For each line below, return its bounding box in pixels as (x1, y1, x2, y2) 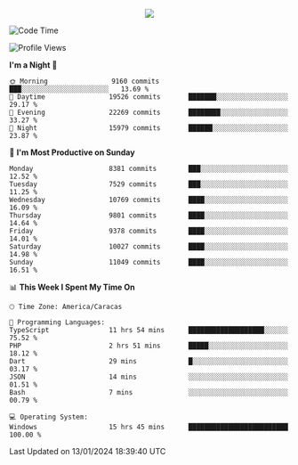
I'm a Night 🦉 (9, 60, 58, 70)
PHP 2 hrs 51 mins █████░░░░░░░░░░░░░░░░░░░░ (9, 341, 289, 350)
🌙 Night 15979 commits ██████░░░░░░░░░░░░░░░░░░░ (9, 124, 289, 133)
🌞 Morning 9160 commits (9, 77, 160, 86)
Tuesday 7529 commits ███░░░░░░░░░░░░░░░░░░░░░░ (9, 180, 289, 189)
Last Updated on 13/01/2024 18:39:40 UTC (9, 446, 166, 456)
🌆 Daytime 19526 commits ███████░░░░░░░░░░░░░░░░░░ (9, 93, 289, 102)
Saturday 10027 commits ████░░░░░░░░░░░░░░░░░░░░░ (9, 242, 289, 251)
